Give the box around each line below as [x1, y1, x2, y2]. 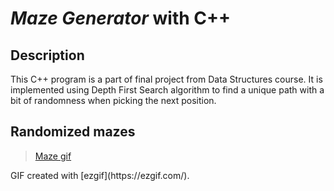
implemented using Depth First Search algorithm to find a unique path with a [10, 84, 325, 96]
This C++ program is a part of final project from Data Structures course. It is [10, 73, 323, 85]
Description [10, 47, 85, 64]
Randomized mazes [10, 123, 136, 141]
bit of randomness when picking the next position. [10, 95, 217, 106]
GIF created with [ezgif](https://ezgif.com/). [10, 169, 190, 181]
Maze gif [34, 150, 72, 162]
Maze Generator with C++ [10, 7, 231, 30]
